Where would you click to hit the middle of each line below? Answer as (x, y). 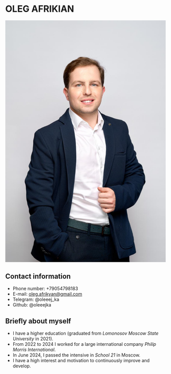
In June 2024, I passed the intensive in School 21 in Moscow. (77, 355)
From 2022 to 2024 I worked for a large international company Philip (84, 344)
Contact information (38, 276)
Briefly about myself (38, 321)
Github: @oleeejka (32, 305)
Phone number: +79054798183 (45, 289)
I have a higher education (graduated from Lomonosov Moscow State (85, 334)
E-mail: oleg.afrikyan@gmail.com (47, 294)
